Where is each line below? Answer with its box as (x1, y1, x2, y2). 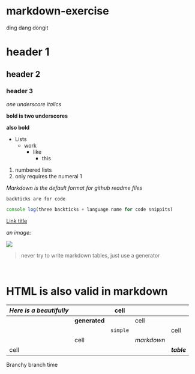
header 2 (6, 69, 41, 79)
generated (74, 316, 105, 325)
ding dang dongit (6, 24, 49, 31)
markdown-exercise (6, 4, 109, 18)
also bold (6, 124, 30, 131)
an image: (6, 229, 31, 236)
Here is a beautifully (9, 306, 69, 315)
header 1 (6, 45, 50, 59)
